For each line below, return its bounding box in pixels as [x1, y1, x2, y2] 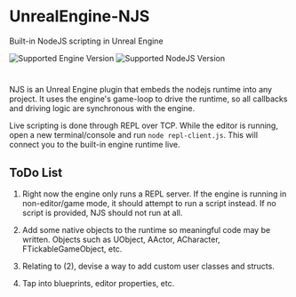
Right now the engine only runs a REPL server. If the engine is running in [21, 189, 287, 199]
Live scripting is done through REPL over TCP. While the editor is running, [9, 120, 278, 131]
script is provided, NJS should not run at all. [21, 207, 183, 218]
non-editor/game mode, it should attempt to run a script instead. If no [21, 197, 277, 208]
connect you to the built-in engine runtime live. [9, 140, 180, 150]
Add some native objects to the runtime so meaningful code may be [21, 224, 271, 235]
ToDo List [9, 165, 63, 180]
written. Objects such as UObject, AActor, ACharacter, [21, 234, 220, 245]
